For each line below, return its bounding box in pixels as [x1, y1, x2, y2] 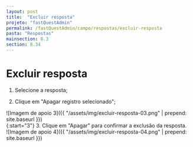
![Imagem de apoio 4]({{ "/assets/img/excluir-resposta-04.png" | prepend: [6, 128, 187, 135]
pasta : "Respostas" [6, 31, 54, 37]
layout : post [6, 8, 38, 15]
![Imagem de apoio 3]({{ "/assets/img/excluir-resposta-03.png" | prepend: [6, 109, 187, 116]
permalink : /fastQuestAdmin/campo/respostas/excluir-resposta [6, 25, 162, 31]
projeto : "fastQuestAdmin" [6, 19, 73, 25]
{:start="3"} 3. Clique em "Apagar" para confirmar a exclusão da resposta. [6, 122, 187, 129]
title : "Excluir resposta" [6, 14, 76, 20]
